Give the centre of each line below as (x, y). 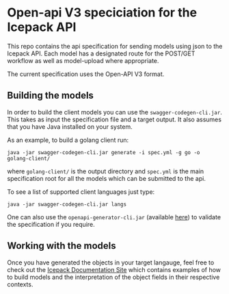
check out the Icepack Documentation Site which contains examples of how (114, 269)
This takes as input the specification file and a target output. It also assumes (114, 119)
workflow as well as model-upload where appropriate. (83, 60)
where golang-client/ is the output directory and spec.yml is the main (106, 171)
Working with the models (62, 246)
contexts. (20, 284)
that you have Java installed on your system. (70, 126)
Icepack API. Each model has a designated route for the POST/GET (101, 53)
